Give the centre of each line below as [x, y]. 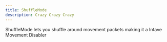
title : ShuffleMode [26, 10]
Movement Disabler [26, 35]
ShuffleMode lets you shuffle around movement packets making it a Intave [84, 29]
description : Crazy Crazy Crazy [40, 15]
